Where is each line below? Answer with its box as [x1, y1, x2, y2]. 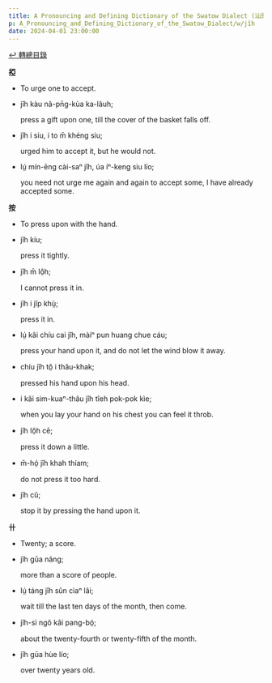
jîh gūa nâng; [19, 554, 64, 564]
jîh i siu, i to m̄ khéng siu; [19, 130, 103, 140]
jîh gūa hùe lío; [19, 650, 70, 660]
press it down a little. [19, 442, 90, 452]
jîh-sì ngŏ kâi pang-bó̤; [19, 617, 97, 628]
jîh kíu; [19, 235, 43, 245]
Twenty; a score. [19, 539, 77, 549]
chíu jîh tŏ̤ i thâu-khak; [19, 362, 95, 372]
